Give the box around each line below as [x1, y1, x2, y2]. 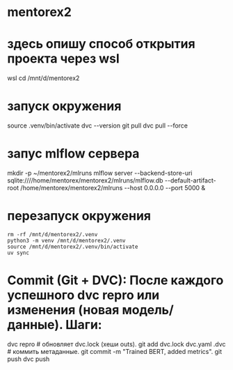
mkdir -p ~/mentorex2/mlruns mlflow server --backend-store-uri [7, 169, 193, 177]
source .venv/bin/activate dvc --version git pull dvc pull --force [7, 121, 188, 130]
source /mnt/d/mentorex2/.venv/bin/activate [7, 243, 138, 250]
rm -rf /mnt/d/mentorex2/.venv [7, 231, 98, 238]
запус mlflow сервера [7, 146, 140, 162]
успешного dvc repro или [7, 287, 160, 303]
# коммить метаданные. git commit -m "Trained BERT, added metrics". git [7, 347, 223, 355]
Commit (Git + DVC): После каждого [7, 272, 224, 288]
